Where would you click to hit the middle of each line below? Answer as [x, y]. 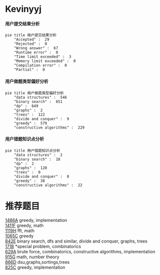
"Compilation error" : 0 [41, 66]
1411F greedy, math [24, 225]
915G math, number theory [32, 257]
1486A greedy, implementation [36, 220]
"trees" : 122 [30, 114]
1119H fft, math [20, 231]
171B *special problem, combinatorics [43, 246]
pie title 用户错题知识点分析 [33, 151]
